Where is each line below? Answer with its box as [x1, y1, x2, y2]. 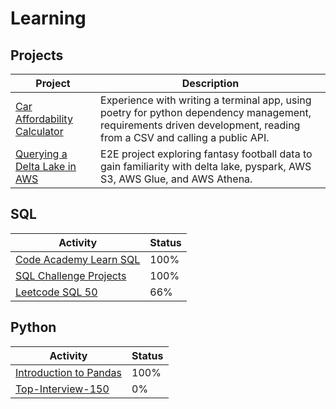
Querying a [15, 147, 68, 161]
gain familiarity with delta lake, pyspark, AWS [100, 160, 312, 173]
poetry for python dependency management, [100, 106, 312, 119]
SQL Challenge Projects [15, 268, 127, 282]
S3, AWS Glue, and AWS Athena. [100, 172, 253, 186]
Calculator [15, 125, 64, 138]
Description [181, 77, 240, 90]
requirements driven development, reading [100, 118, 301, 132]
